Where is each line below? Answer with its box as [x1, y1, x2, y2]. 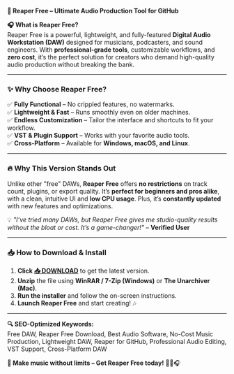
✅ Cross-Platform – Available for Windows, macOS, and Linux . [7, 139, 190, 148]
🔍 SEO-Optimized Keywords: [7, 319, 94, 328]
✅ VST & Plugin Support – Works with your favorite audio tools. [7, 131, 190, 140]
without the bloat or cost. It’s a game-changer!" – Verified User [7, 223, 190, 231]
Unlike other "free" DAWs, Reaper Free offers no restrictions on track [7, 179, 208, 188]
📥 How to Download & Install [7, 247, 107, 257]
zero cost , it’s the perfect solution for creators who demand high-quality [7, 53, 214, 61]
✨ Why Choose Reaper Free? [7, 84, 107, 94]
